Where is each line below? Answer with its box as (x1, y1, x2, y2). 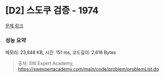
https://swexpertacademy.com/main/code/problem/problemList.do (17, 66, 159, 72)
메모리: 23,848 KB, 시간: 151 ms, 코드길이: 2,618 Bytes (5, 49, 116, 55)
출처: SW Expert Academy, (17, 60, 74, 67)
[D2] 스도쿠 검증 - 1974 (5, 5, 99, 16)
